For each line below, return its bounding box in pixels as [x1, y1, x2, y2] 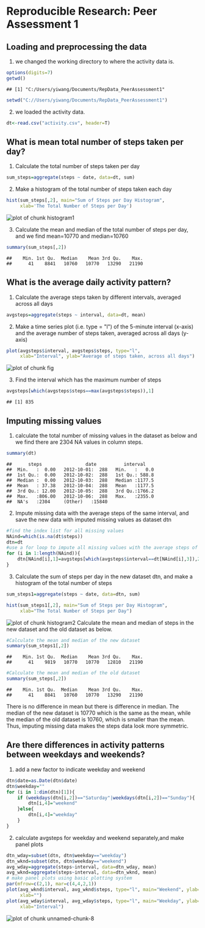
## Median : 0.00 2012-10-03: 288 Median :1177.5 [6, 477, 154, 484]
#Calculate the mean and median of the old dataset [6, 670, 140, 676]
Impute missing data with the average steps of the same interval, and [15, 509, 189, 517]
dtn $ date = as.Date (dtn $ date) [6, 778, 78, 784]
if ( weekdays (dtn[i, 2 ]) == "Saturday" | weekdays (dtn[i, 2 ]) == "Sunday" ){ [17, 795, 195, 801]
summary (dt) [6, 450, 37, 456]
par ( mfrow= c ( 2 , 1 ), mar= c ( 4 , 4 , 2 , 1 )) [6, 881, 97, 887]
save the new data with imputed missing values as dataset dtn [15, 515, 172, 523]
